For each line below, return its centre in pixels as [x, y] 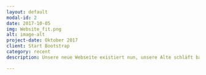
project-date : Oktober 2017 [42, 40]
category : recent [29, 52]
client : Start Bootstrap [38, 46]
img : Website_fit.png [34, 29]
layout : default [27, 12]
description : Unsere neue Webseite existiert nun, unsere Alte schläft [100, 57]
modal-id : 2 [21, 18]
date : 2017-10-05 [29, 23]
